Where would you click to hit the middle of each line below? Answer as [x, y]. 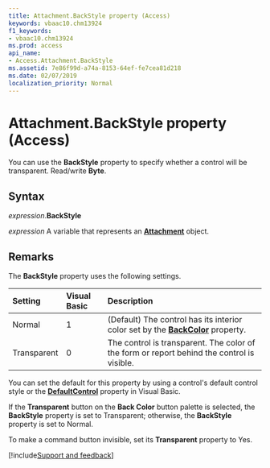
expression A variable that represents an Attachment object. [109, 231]
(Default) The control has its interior [175, 320]
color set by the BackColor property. [177, 329]
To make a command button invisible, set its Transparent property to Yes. [131, 440]
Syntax [27, 196]
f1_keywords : [30, 31]
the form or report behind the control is [181, 353]
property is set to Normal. [51, 425]
